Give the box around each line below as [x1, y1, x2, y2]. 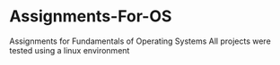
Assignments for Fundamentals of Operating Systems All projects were [9, 36, 271, 46]
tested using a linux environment [9, 45, 130, 55]
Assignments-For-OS [9, 6, 172, 27]
